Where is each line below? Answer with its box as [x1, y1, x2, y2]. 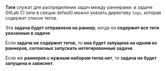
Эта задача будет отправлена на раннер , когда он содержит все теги [5, 25, 159, 31]
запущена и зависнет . [5, 60, 54, 66]
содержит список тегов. [5, 15, 58, 21]
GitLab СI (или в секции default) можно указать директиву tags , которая [5, 10, 161, 16]
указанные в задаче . [5, 30, 52, 36]
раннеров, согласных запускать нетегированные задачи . [5, 45, 134, 51]
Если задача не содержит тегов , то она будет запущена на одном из [5, 40, 157, 46]
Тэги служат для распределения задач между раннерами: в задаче [5, 5, 153, 10]
